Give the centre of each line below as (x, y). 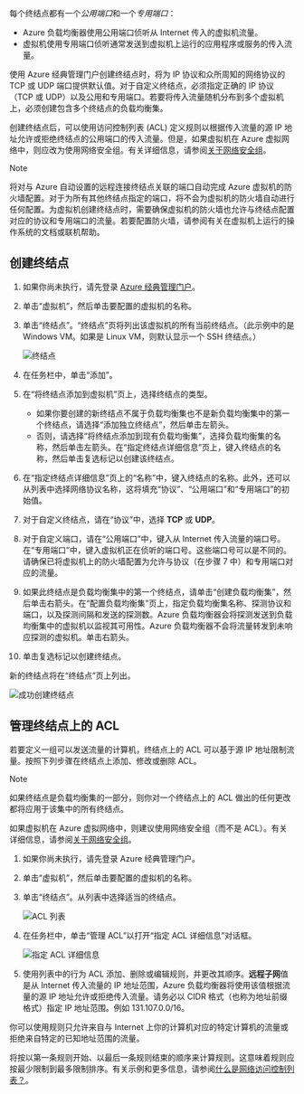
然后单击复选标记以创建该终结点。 (115, 458)
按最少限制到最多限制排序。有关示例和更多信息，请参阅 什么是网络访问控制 (148, 1069)
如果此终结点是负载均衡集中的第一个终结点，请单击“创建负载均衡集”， (153, 591)
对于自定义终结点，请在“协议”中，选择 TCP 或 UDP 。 (121, 519)
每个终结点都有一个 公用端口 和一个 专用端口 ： (93, 13)
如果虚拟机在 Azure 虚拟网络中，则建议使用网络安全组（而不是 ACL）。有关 (148, 828)
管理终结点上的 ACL (65, 726)
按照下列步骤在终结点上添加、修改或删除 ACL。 (113, 760)
